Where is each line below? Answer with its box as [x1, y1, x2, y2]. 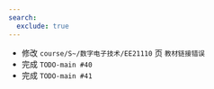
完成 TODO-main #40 [21, 58, 93, 69]
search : [8, 13, 38, 22]
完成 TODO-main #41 [21, 69, 93, 81]
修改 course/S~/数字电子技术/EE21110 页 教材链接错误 [21, 47, 206, 58]
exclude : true [16, 22, 69, 31]
